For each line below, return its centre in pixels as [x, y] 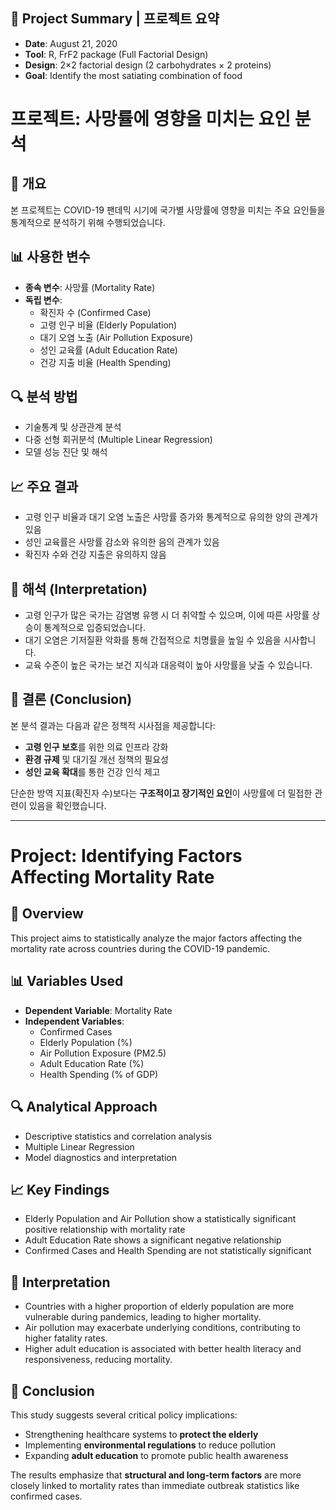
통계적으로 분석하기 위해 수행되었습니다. [88, 222]
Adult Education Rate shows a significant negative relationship [153, 1240]
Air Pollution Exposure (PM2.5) [103, 1053]
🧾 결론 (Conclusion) [71, 699]
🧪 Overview [47, 914]
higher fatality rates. [66, 1338]
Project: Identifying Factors [126, 856]
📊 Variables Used [67, 981]
